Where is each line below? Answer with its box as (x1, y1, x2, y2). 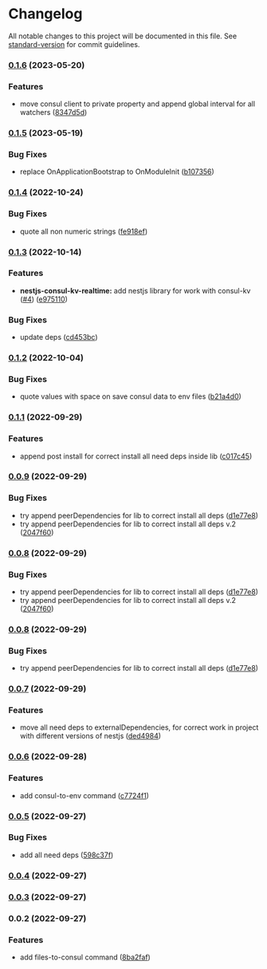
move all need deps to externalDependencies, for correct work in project (19, 723, 259, 732)
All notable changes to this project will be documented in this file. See (8, 31, 238, 41)
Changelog (8, 5, 83, 23)
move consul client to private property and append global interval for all (19, 99, 256, 108)
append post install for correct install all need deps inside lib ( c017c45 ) (19, 451, 253, 461)
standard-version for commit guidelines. (8, 39, 140, 49)
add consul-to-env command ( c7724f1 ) (19, 790, 150, 800)
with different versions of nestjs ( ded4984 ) (19, 731, 162, 741)
